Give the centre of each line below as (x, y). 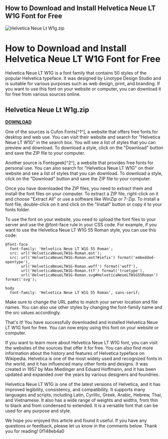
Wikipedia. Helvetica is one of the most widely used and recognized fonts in (83, 358)
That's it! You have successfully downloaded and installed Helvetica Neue (81, 322)
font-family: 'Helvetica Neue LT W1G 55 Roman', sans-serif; (75, 292)
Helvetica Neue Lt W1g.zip (47, 110)
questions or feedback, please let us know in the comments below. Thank (81, 425)
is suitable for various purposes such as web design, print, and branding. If (83, 83)
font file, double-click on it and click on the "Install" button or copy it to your (83, 204)
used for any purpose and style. (38, 410)
